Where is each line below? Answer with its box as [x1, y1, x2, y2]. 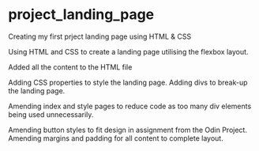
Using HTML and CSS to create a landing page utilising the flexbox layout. [8, 47, 249, 56]
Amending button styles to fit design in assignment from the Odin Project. [8, 125, 247, 134]
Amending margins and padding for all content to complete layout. [8, 133, 223, 143]
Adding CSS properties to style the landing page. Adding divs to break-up [8, 77, 248, 87]
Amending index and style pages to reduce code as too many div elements [8, 101, 252, 111]
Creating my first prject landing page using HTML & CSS [8, 32, 192, 41]
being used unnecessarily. [8, 109, 94, 119]
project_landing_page [8, 6, 155, 24]
